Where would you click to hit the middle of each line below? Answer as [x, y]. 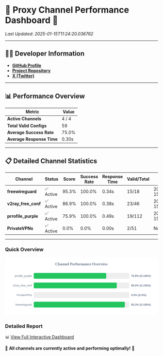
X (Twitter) [23, 75]
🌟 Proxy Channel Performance [67, 10]
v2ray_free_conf [24, 204]
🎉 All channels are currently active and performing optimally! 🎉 [70, 348]
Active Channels [24, 119]
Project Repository [31, 71]
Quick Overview [24, 249]
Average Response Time [33, 139]
